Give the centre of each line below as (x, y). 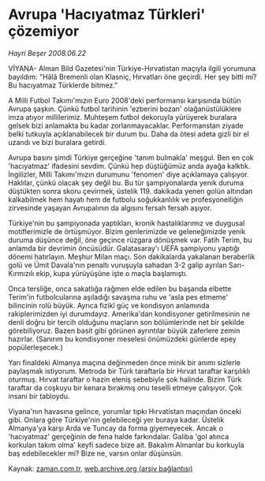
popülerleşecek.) (35, 347)
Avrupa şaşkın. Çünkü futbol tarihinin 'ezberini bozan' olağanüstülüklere (125, 109)
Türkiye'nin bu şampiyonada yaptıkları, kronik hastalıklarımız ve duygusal (127, 223)
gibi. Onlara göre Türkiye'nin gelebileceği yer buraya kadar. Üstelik (116, 419)
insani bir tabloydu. (39, 396)
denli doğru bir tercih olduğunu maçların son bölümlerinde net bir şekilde (126, 322)
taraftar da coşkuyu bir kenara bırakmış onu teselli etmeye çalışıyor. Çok (125, 387)
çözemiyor (44, 31)
